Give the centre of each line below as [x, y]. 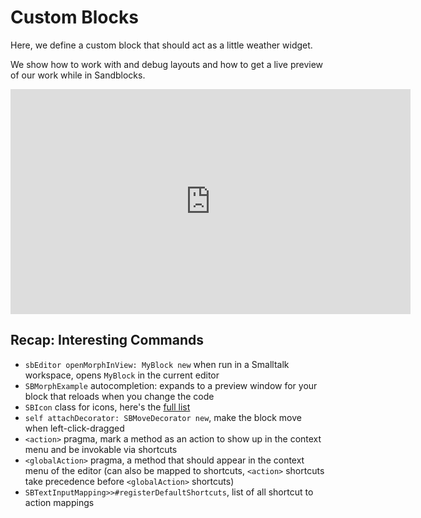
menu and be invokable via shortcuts [101, 449]
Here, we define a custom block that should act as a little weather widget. [161, 45]
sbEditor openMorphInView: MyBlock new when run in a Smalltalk [157, 364]
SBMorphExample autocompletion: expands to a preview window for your [171, 385]
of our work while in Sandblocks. [78, 75]
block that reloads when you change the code [119, 396]
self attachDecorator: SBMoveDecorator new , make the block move [163, 417]
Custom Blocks [74, 17]
